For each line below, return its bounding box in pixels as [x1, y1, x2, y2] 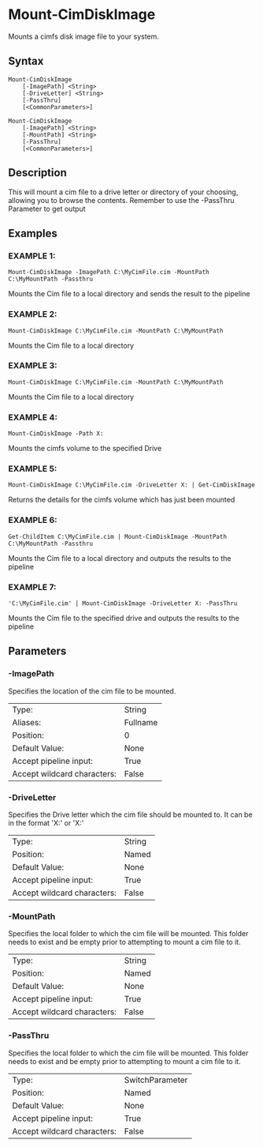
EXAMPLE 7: [8, 581, 57, 592]
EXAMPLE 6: [8, 515, 57, 526]
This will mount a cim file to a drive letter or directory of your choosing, [8, 187, 239, 197]
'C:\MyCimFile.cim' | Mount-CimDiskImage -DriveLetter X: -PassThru [8, 600, 238, 607]
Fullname [124, 716, 158, 728]
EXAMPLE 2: [8, 309, 57, 320]
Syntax [8, 55, 44, 68]
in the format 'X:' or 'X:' [8, 818, 84, 828]
